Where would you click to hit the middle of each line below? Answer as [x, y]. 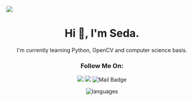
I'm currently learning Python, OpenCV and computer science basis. [102, 50]
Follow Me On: [102, 65]
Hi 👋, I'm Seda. [102, 34]
